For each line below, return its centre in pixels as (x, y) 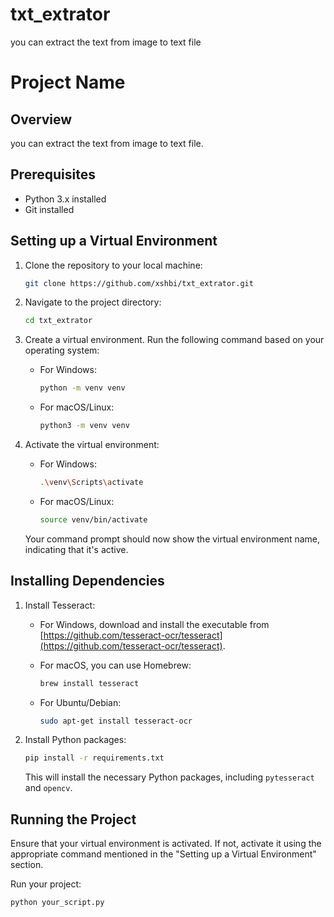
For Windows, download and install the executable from (154, 624)
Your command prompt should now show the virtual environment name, (172, 539)
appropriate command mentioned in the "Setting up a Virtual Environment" (163, 854)
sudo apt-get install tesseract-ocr (116, 721)
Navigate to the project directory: (93, 302)
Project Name (68, 82)
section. (27, 865)
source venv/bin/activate (93, 519)
